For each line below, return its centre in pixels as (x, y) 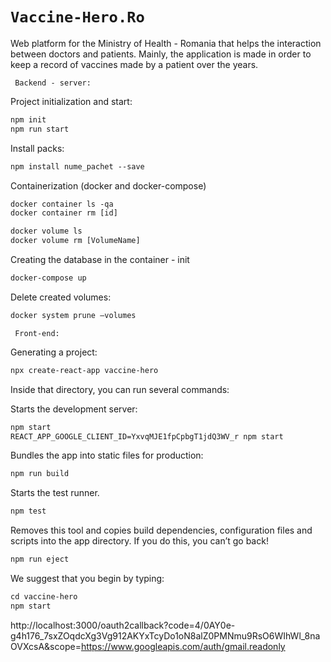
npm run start (40, 129)
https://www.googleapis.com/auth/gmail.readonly (183, 646)
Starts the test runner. (55, 493)
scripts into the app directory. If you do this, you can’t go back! (139, 541)
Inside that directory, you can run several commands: (120, 389)
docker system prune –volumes (73, 315)
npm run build (40, 474)
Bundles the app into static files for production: (107, 455)
